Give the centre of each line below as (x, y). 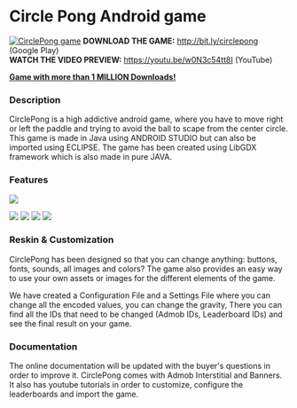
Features (29, 180)
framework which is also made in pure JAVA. (91, 157)
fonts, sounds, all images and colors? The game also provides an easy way (146, 269)
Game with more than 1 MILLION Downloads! (93, 76)
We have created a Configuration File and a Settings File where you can (140, 295)
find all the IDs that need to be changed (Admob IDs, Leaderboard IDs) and (146, 314)
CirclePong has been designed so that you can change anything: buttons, (143, 259)
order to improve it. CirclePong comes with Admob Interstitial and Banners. (146, 375)
